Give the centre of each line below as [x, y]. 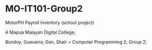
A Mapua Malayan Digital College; [40, 32]
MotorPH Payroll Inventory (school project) [50, 22]
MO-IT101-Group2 [44, 9]
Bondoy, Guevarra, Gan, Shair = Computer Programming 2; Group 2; [76, 42]
